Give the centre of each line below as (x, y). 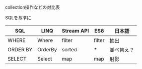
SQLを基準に (18, 18)
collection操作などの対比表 (33, 7)
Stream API (75, 31)
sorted (69, 50)
